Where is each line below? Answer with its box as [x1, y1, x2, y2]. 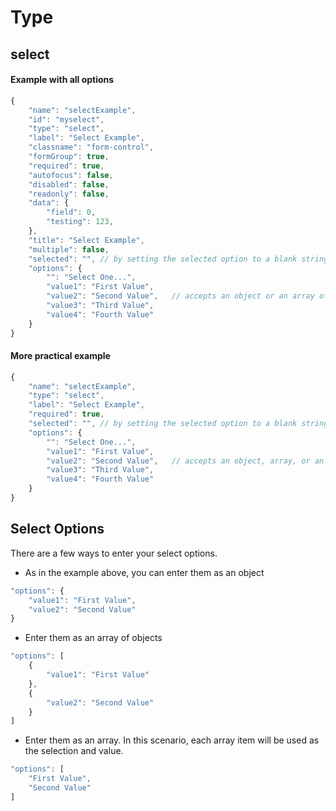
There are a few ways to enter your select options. [10, 547, 218, 559]
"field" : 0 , [46, 207, 97, 218]
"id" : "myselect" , [28, 114, 105, 125]
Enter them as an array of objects [24, 632, 163, 644]
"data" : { [28, 198, 70, 208]
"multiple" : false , [28, 244, 110, 255]
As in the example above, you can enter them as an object [24, 566, 265, 578]
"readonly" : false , [28, 189, 110, 199]
